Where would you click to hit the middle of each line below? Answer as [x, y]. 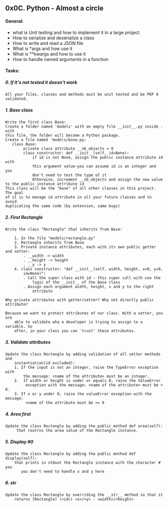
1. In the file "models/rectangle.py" [55, 238]
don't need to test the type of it [69, 175]
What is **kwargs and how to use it [49, 54]
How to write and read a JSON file [48, 43]
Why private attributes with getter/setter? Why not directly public [80, 300]
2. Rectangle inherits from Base [49, 243]
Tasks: [12, 71]
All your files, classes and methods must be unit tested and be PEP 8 [82, 95]
